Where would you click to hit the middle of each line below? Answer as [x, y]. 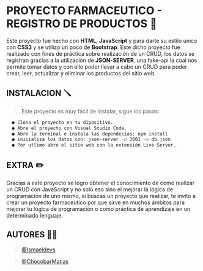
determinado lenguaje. [35, 215]
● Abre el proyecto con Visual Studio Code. [69, 128]
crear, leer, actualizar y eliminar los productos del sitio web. [81, 73]
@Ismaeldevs [38, 250]
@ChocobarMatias [45, 261]
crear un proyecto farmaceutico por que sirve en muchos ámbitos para [96, 202]
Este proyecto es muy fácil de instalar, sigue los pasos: [90, 111]
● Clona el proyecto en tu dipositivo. [63, 122]
